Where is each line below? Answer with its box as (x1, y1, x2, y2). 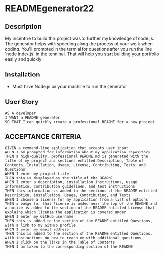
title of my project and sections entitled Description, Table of (5, 158, 144, 163)
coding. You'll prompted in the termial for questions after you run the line (5, 46, 152, 51)
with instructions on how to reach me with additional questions (5, 236, 141, 241)
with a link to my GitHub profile (5, 223, 76, 228)
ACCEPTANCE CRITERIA (5, 133, 81, 141)
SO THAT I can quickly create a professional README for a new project (5, 119, 155, 124)
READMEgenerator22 (5, 3, 94, 14)
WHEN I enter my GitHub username (5, 214, 74, 219)
